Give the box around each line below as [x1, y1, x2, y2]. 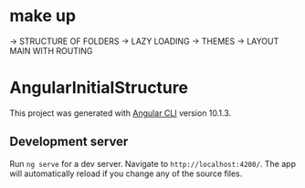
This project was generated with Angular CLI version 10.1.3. [9, 107, 232, 119]
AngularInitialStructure [9, 78, 189, 99]
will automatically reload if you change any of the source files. [9, 168, 243, 179]
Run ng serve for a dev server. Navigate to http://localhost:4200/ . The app [9, 158, 297, 169]
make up [9, 5, 76, 26]
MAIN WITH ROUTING [9, 45, 93, 56]
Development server [9, 134, 129, 150]
